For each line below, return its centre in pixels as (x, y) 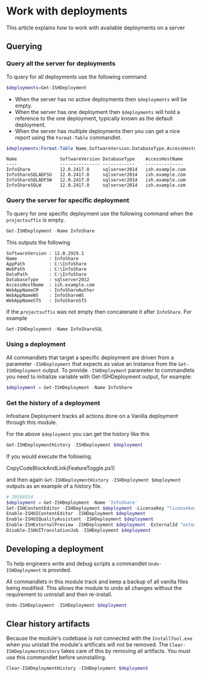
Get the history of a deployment (53, 403)
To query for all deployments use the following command (76, 77)
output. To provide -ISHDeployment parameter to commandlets (119, 370)
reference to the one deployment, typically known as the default (94, 118)
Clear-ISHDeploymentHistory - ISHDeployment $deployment (77, 669)
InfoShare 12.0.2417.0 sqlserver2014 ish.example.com (96, 170)
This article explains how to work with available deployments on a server (96, 28)
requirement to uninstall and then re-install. (59, 594)
